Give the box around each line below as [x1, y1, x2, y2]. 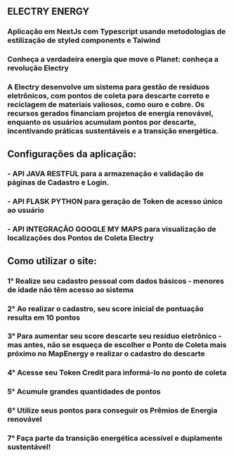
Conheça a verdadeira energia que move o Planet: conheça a [7, 54, 219, 64]
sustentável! [7, 442, 51, 452]
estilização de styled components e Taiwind [7, 35, 161, 45]
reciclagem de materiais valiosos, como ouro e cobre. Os [7, 100, 205, 110]
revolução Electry [7, 63, 69, 73]
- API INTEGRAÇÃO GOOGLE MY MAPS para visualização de [7, 225, 216, 234]
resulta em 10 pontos [7, 313, 81, 323]
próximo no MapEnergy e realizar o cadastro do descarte [7, 349, 205, 358]
